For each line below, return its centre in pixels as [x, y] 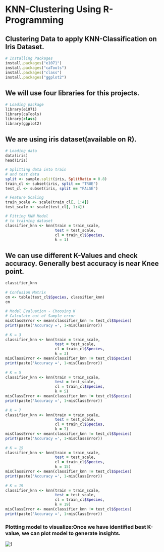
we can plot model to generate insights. [71, 533]
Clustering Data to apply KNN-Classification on [81, 39]
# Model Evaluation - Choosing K [40, 311]
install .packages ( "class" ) [34, 72]
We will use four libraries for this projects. [72, 93]
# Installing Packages [29, 58]
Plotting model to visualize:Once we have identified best [76, 527]
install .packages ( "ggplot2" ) [36, 77]
